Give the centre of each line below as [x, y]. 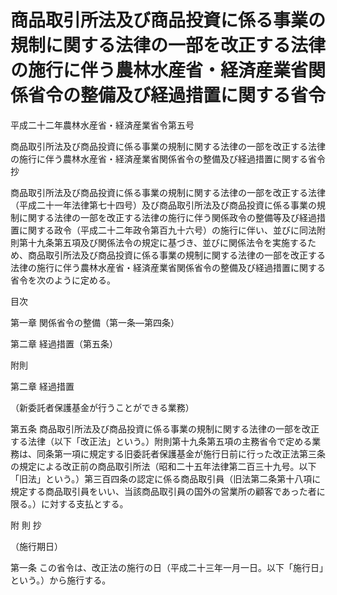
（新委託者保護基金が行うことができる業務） [102, 407]
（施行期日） [36, 546]
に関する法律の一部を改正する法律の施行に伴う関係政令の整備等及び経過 [167, 217]
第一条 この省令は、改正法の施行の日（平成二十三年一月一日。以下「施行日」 [167, 567]
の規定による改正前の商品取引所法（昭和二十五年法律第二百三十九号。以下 [163, 466]
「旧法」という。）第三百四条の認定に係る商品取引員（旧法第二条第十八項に [166, 478]
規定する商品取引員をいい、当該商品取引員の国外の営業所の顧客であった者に [168, 491]
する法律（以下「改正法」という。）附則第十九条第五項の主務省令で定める [161, 441]
